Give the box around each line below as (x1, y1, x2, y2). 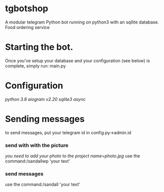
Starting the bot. (5, 42, 73, 53)
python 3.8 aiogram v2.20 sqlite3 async (5, 96, 86, 102)
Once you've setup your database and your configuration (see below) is (5, 57, 150, 64)
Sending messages (5, 114, 85, 124)
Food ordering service (5, 24, 50, 30)
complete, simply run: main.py (5, 63, 66, 69)
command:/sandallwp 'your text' (5, 158, 70, 164)
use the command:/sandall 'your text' (5, 182, 80, 188)
